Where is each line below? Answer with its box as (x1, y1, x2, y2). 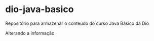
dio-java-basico (5, 4, 74, 15)
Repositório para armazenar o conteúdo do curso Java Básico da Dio (5, 20, 149, 26)
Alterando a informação (5, 30, 55, 36)
